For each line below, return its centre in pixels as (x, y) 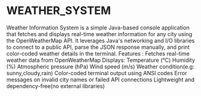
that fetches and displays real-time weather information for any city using (99, 34)
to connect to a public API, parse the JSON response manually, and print (98, 47)
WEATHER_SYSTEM (59, 11)
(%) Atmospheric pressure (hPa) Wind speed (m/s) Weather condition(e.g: (100, 66)
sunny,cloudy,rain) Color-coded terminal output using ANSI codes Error (97, 73)
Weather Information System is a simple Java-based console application (98, 28)
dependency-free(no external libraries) (56, 86)
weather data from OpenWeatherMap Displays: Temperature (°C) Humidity (101, 60)
